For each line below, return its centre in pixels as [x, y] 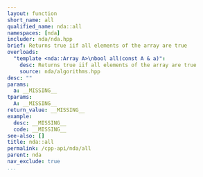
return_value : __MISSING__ [46, 110]
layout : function [32, 13]
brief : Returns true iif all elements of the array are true [97, 46]
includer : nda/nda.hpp [40, 39]
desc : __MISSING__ [40, 123]
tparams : [20, 97]
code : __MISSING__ [40, 129]
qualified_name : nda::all [44, 26]
